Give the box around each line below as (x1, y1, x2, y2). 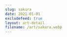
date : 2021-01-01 (5, 12, 41, 16)
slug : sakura (5, 7, 32, 12)
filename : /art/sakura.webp (5, 25, 63, 30)
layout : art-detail (5, 20, 45, 25)
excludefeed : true (5, 16, 43, 21)
